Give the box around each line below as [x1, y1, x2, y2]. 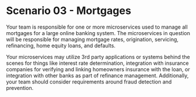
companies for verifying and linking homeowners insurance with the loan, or [6, 65, 190, 72]
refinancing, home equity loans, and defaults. [6, 42, 116, 49]
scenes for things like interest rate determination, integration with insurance [6, 60, 189, 67]
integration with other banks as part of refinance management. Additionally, [6, 72, 189, 79]
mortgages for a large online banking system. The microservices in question [6, 29, 191, 36]
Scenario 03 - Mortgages [6, 4, 131, 18]
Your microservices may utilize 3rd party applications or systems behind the [6, 53, 190, 60]
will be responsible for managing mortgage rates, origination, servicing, [6, 36, 179, 43]
